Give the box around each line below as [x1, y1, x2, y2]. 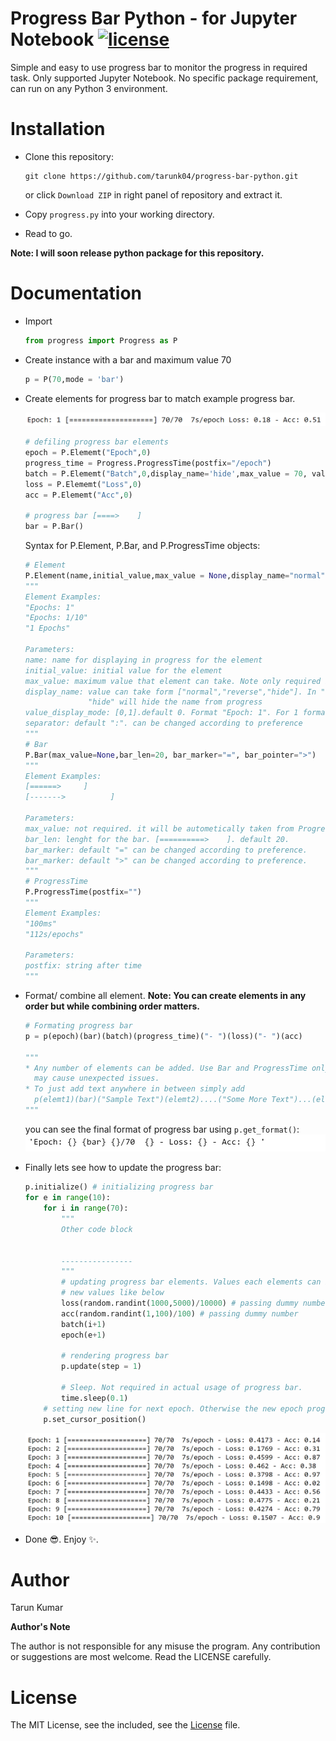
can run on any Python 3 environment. [10, 82, 168, 94]
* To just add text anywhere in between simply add [24, 1084, 245, 1094]
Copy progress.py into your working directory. [24, 208, 215, 220]
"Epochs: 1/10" [24, 613, 89, 623]
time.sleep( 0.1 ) [61, 1393, 129, 1403]
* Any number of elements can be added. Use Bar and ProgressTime [24, 1063, 308, 1073]
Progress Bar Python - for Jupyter [10, 7, 298, 30]
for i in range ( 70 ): [43, 1203, 129, 1214]
